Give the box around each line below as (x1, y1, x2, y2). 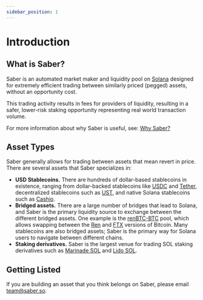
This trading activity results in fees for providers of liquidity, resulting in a (6, 99, 189, 107)
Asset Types (6, 142, 55, 152)
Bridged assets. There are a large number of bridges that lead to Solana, (15, 202, 198, 209)
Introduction (6, 35, 70, 48)
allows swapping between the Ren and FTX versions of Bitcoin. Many (15, 221, 188, 228)
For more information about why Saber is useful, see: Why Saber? (6, 124, 171, 132)
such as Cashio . (15, 195, 56, 203)
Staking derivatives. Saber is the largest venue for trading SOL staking (15, 241, 193, 248)
